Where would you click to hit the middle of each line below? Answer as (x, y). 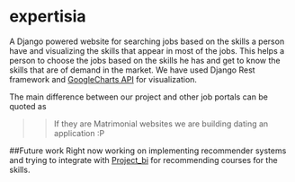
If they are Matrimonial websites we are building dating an (161, 124)
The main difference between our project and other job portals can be (139, 97)
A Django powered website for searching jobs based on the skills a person (147, 41)
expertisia (48, 17)
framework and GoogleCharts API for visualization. (103, 79)
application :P (79, 133)
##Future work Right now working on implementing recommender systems (148, 151)
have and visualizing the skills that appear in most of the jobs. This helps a (147, 50)
